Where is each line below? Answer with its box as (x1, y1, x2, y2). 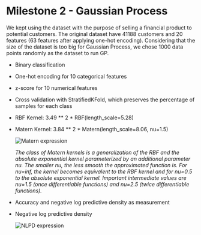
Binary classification (14, 61, 65, 68)
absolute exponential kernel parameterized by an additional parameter (14, 155, 191, 162)
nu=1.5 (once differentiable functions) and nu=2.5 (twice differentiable (14, 180, 190, 188)
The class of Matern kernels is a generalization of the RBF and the (14, 149, 180, 156)
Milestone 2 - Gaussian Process (6, 4, 168, 18)
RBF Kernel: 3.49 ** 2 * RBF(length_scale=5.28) (14, 114, 134, 121)
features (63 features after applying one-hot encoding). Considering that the (6, 37, 196, 44)
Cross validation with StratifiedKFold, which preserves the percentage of (14, 96, 195, 103)
